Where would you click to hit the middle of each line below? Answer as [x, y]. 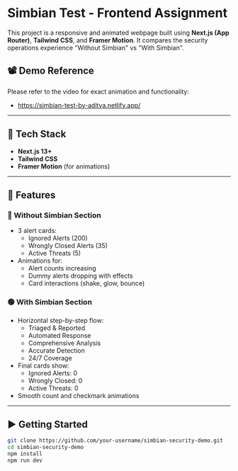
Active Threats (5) [55, 254]
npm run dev [25, 460]
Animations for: [40, 261]
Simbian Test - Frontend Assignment [118, 13]
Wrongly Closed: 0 [55, 380]
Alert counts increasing [62, 268]
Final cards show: [43, 365]
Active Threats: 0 [53, 388]
